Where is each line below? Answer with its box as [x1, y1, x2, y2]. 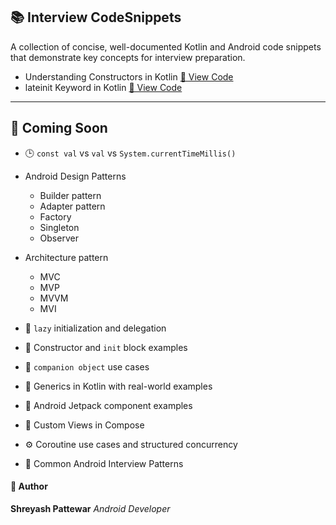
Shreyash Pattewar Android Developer [10, 502, 171, 514]
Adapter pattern [39, 200, 106, 212]
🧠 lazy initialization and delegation [24, 322, 167, 334]
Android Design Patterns [24, 170, 127, 182]
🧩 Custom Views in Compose [24, 419, 145, 431]
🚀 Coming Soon [10, 120, 108, 137]
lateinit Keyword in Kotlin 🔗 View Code [24, 81, 183, 93]
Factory [39, 210, 72, 223]
